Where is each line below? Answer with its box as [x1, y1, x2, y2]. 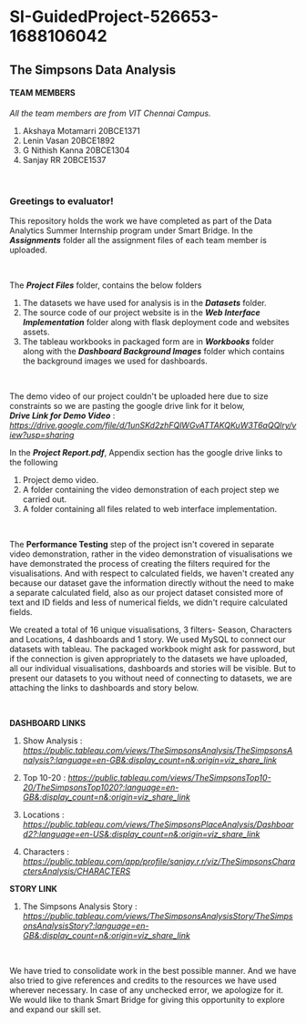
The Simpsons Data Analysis [9, 62, 176, 77]
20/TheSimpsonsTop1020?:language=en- [22, 782, 179, 794]
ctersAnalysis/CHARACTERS [22, 865, 131, 876]
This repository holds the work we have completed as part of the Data [9, 216, 272, 227]
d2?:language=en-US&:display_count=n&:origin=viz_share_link [22, 829, 260, 840]
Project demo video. [22, 475, 98, 486]
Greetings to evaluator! [9, 194, 114, 207]
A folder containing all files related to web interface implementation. [22, 504, 278, 515]
